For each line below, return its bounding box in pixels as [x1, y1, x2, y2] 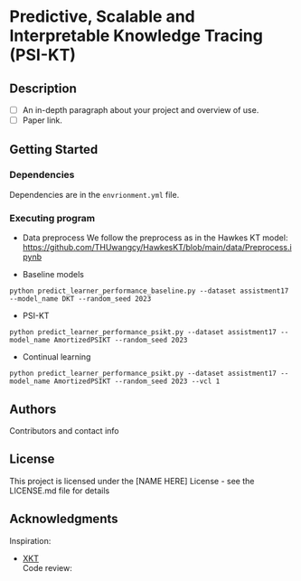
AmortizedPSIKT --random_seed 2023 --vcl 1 [53, 377, 221, 386]
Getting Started [9, 142, 99, 157]
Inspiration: [9, 535, 52, 546]
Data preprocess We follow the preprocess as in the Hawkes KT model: [22, 232, 288, 243]
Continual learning [22, 351, 91, 362]
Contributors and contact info [9, 425, 119, 436]
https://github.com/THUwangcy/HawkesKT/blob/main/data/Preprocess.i [22, 242, 292, 253]
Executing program [9, 211, 96, 224]
